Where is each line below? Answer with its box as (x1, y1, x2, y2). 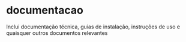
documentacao (6, 4, 84, 17)
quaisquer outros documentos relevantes (6, 29, 108, 36)
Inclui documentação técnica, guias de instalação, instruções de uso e (6, 23, 181, 30)
